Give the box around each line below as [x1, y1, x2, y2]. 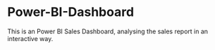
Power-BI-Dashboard [7, 4, 135, 20]
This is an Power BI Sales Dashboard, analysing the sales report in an [7, 27, 209, 35]
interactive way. [7, 34, 54, 42]
